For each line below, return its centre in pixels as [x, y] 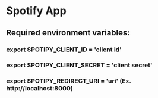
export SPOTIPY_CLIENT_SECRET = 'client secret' [79, 65]
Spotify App [36, 11]
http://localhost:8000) [39, 89]
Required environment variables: [68, 33]
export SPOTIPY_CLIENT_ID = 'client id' [64, 50]
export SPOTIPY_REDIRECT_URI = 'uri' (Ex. [69, 81]
